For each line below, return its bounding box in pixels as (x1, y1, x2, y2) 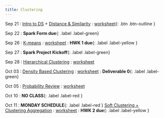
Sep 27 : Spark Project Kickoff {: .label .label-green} (5, 49, 110, 55)
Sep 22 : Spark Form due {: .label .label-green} (5, 30, 99, 36)
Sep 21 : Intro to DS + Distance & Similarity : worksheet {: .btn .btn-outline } (5, 21, 156, 27)
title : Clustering (5, 7, 43, 12)
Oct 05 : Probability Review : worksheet (5, 83, 85, 89)
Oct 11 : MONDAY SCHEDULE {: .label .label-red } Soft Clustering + (5, 102, 139, 108)
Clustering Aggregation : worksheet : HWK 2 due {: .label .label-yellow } (5, 107, 150, 113)
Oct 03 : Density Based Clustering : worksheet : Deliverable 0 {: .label (5, 68, 145, 74)
